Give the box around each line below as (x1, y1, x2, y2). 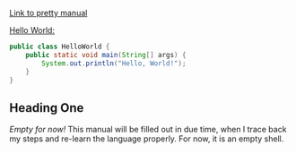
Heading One (9, 100, 84, 115)
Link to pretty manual (9, 8, 88, 18)
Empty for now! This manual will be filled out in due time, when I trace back (9, 124, 287, 135)
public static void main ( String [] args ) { (25, 50, 187, 59)
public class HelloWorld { (9, 42, 110, 51)
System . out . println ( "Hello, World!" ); (41, 58, 187, 68)
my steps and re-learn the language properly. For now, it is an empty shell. (9, 133, 284, 144)
